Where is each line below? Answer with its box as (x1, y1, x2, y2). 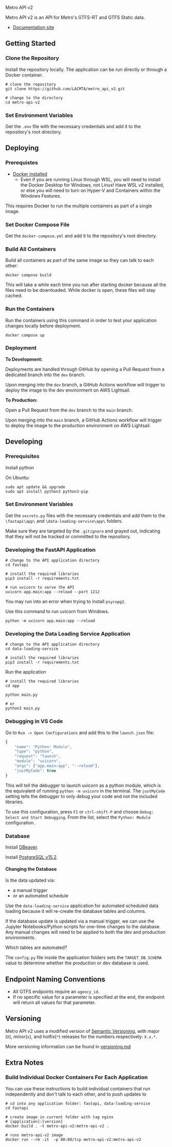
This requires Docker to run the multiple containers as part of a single (5, 203, 152, 209)
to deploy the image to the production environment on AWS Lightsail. (5, 422, 151, 429)
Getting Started (5, 39, 56, 48)
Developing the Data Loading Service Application (5, 630, 131, 638)
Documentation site (12, 24, 54, 30)
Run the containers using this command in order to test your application (5, 317, 157, 323)
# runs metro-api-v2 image (5, 1132, 63, 1138)
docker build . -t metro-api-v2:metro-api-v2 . (5, 1123, 109, 1128)
